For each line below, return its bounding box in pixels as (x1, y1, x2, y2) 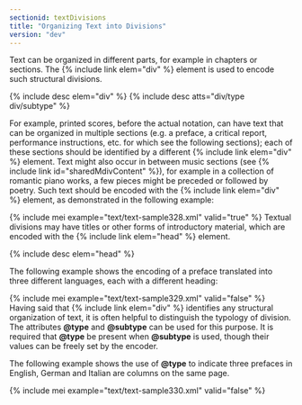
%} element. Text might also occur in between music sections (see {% (9, 157, 270, 167)
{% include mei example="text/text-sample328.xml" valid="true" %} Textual (9, 212, 292, 223)
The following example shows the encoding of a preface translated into (9, 266, 273, 277)
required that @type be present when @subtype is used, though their (9, 331, 270, 342)
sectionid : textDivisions (9, 13, 106, 22)
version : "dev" (9, 30, 67, 39)
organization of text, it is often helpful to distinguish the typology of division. (9, 312, 291, 323)
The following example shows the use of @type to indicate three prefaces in (9, 358, 293, 369)
